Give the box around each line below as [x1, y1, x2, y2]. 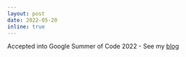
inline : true [7, 23, 45, 30]
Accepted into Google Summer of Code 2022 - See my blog [7, 42, 180, 51]
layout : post [7, 10, 45, 17]
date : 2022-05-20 [7, 17, 58, 24]
